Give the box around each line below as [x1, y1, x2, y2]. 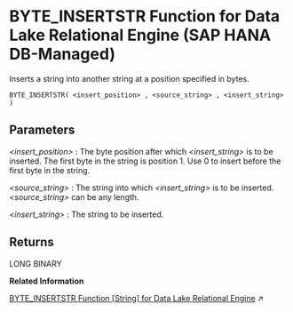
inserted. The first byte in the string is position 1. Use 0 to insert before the [9, 156, 281, 166]
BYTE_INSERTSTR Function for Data [9, 6, 281, 27]
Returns [9, 235, 55, 250]
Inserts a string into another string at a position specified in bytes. [9, 73, 250, 84]
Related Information [9, 276, 84, 286]
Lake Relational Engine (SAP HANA [9, 25, 272, 45]
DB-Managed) [9, 44, 115, 64]
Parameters [9, 123, 75, 138]
